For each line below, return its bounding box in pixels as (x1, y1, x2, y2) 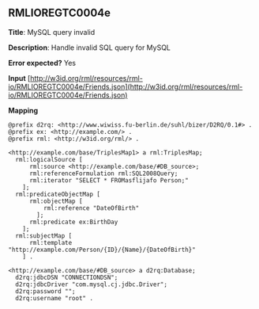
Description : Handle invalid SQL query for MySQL (8, 43, 171, 52)
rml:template (28, 238, 73, 246)
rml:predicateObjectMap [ (15, 190, 101, 198)
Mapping (8, 105, 39, 115)
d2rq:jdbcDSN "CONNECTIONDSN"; (15, 273, 118, 281)
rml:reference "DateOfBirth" (43, 204, 140, 212)
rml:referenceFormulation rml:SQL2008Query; (28, 170, 178, 177)
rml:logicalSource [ (15, 155, 83, 163)
